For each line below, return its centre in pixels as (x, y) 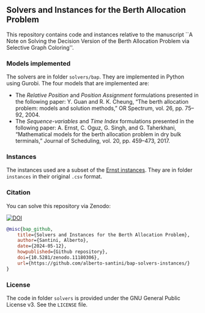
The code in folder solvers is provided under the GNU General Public (93, 298)
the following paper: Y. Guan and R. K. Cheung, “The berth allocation (102, 102)
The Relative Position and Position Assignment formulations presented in (107, 95)
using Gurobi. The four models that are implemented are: (78, 83)
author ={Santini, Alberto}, (53, 241)
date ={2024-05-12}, (42, 246)
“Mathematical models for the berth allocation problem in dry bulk (98, 134)
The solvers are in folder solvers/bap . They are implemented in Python (95, 77)
